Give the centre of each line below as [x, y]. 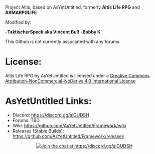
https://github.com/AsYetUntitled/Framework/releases [68, 136]
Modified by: [18, 22]
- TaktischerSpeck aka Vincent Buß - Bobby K [53, 32]
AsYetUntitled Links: [48, 101]
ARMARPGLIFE [21, 12]
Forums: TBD [26, 120]
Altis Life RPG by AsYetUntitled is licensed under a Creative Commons [77, 75]
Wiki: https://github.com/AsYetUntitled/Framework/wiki [69, 125]
